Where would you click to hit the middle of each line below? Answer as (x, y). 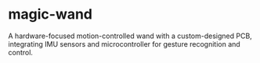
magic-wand (50, 14)
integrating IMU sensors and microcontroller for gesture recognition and (124, 44)
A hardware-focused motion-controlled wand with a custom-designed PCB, (130, 36)
